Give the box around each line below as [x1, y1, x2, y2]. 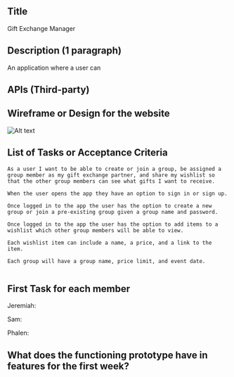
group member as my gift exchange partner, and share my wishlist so [7, 172, 216, 179]
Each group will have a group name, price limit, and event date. [7, 257, 206, 264]
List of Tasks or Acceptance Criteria [7, 147, 168, 159]
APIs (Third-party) [7, 84, 90, 96]
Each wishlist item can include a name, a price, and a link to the [7, 239, 212, 246]
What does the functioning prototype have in [7, 349, 208, 361]
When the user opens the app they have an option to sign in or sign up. [7, 190, 228, 197]
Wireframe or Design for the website [7, 108, 170, 120]
